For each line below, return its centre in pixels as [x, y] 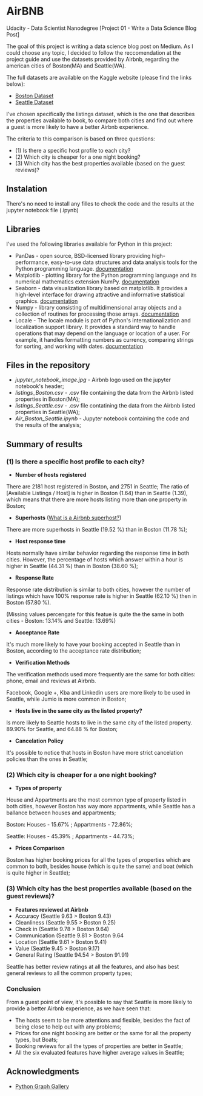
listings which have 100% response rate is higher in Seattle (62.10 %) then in [101, 596]
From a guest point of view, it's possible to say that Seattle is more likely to [99, 1002]
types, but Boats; [36, 1039]
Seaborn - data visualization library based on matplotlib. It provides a [101, 288]
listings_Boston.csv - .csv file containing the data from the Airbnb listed [104, 393]
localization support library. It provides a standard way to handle [95, 327]
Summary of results [45, 444]
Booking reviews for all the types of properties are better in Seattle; [99, 1046]
